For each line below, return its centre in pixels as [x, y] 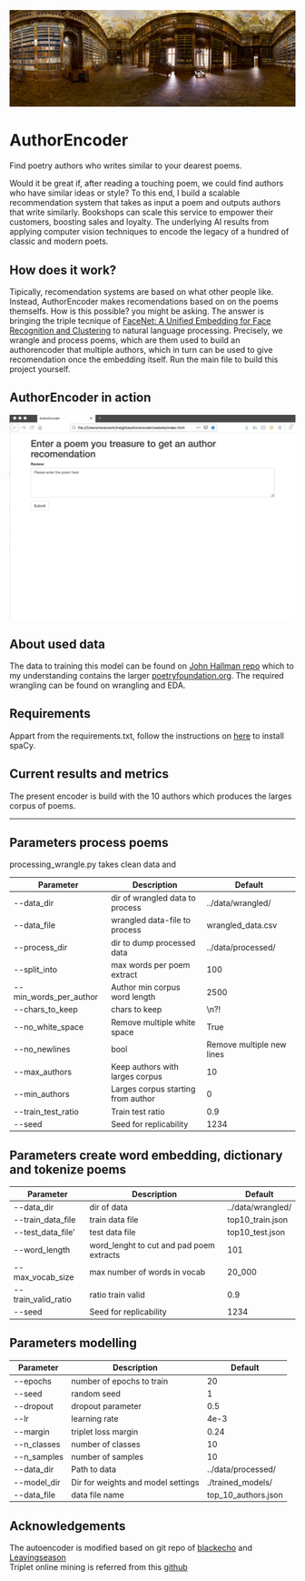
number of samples [107, 1457]
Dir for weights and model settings [135, 1482]
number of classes [106, 1444]
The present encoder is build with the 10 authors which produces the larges [151, 796]
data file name [98, 1495]
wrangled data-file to [150, 921]
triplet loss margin [105, 1431]
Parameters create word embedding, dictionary [146, 1155]
